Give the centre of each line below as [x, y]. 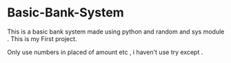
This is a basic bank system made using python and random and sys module [116, 32]
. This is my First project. [42, 38]
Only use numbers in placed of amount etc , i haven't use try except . [105, 52]
